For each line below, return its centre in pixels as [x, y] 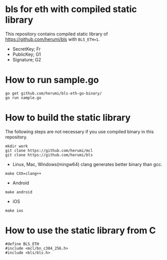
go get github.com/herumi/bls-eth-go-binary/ [53, 93]
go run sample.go [23, 98]
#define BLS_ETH [22, 244]
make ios [14, 210]
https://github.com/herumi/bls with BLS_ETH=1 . [53, 39]
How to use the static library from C [81, 230]
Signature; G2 [27, 59]
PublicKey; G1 [27, 54]
